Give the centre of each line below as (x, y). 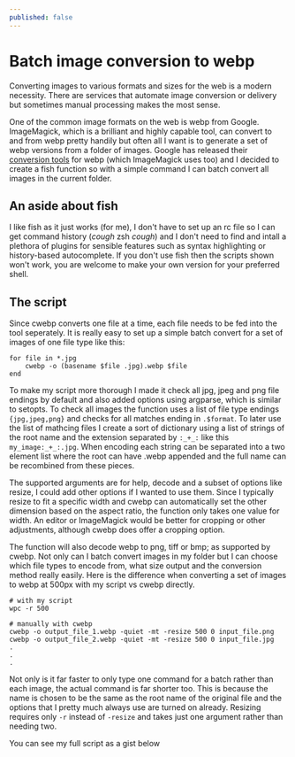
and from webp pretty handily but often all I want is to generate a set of (139, 140)
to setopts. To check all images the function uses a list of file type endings (144, 409)
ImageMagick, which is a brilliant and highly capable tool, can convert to (140, 131)
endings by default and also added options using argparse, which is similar (145, 400)
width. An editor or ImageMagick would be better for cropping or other (137, 521)
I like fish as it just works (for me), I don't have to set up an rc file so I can (142, 228)
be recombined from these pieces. (72, 466)
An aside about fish (64, 206)
